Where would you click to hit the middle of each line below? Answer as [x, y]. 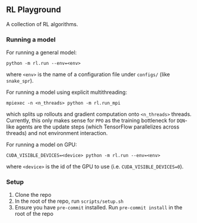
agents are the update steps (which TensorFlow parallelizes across [98, 127]
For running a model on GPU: [42, 145]
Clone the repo [33, 195]
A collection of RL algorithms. [42, 24]
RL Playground [34, 10]
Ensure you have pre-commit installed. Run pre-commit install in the [99, 208]
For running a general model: [42, 52]
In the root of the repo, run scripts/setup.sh [69, 201]
